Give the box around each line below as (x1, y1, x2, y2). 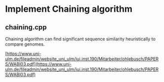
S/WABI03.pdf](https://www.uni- (5, 61, 72, 67)
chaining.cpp (5, 23, 47, 31)
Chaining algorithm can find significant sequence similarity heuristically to (5, 36, 156, 42)
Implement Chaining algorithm (5, 3, 132, 15)
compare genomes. (5, 41, 45, 47)
